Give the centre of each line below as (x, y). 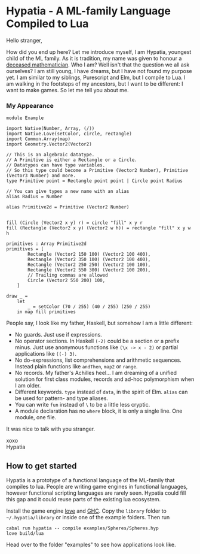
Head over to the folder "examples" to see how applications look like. (91, 545)
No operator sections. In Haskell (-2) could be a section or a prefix (97, 341)
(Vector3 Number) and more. (41, 176)
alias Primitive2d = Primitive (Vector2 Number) (68, 207)
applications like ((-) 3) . (45, 354)
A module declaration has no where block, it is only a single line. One (99, 411)
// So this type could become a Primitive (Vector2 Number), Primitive (97, 171)
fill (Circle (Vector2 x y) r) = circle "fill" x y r (75, 223)
